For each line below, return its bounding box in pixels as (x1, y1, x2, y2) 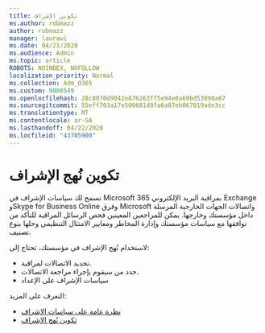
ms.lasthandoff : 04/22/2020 (9, 124, 104, 132)
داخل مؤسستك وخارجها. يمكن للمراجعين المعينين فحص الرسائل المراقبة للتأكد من (9, 210, 254, 220)
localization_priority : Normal (9, 72, 114, 80)
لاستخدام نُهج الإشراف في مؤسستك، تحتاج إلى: (9, 242, 150, 252)
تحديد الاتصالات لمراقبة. (20, 258, 92, 268)
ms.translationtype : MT (9, 109, 89, 117)
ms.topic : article (9, 57, 71, 65)
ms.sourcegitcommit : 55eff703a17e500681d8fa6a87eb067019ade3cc (9, 101, 226, 109)
